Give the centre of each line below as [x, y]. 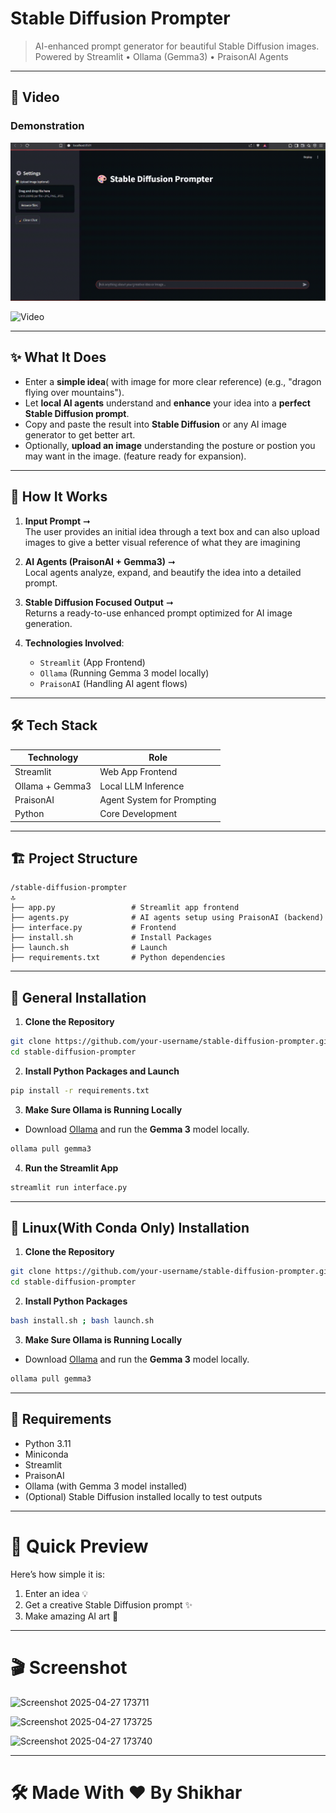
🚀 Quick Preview [79, 1546]
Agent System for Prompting [158, 799]
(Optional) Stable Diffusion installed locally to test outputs [143, 1496]
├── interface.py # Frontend [93, 928]
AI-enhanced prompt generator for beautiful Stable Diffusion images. [177, 46]
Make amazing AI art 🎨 [71, 1616]
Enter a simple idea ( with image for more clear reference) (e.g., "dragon [173, 381]
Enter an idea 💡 [56, 1593]
